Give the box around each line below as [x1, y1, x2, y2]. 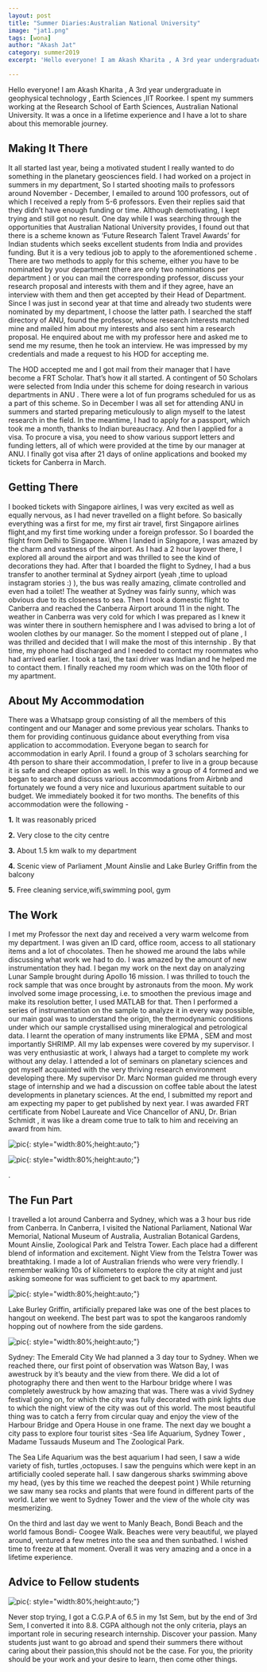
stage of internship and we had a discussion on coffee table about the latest [8, 1082, 257, 1092]
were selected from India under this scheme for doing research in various [8, 381, 249, 391]
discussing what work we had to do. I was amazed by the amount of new [8, 955, 247, 964]
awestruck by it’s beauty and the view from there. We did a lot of [8, 1369, 220, 1378]
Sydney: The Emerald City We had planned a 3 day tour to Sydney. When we [8, 1352, 259, 1361]
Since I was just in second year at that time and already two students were [8, 298, 252, 307]
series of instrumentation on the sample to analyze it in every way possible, [8, 1006, 255, 1015]
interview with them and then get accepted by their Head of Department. [8, 290, 246, 299]
